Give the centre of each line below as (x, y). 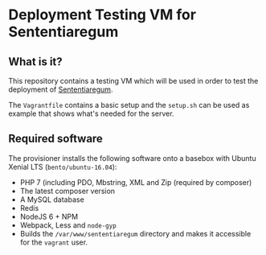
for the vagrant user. (54, 242)
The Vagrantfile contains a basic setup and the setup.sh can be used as (129, 105)
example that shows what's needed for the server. (91, 113)
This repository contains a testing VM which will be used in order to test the (133, 81)
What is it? (35, 62)
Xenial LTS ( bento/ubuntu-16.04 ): (63, 167)
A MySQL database (52, 199)
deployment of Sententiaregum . (61, 89)
